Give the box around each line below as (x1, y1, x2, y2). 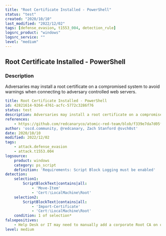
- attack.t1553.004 (14, 149, 54, 154)
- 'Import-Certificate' (31, 204, 81, 209)
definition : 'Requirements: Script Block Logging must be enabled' (14, 167, 156, 172)
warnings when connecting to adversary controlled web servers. (5, 89, 137, 95)
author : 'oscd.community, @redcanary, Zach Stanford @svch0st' (5, 126, 138, 131)
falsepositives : (5, 218, 39, 223)
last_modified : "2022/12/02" (5, 21, 65, 26)
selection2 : (14, 195, 39, 200)
